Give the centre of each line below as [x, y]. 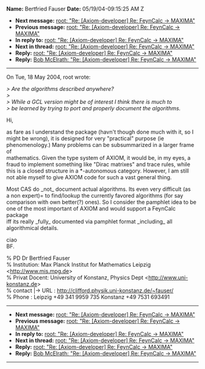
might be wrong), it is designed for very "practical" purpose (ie [85, 138]
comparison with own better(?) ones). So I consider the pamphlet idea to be [101, 202]
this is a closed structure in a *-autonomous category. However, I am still [98, 171]
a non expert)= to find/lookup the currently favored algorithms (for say [95, 195]
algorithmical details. [33, 228]
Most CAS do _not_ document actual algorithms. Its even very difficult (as [99, 189]
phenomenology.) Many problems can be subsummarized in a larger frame [100, 145]
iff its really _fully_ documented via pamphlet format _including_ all [89, 221]
